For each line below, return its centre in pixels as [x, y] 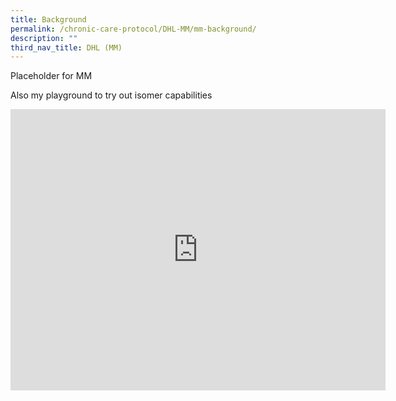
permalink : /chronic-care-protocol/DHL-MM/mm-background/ [133, 29]
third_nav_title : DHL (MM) [66, 47]
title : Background [48, 19]
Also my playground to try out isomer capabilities [111, 95]
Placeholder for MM [51, 76]
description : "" [44, 38]
